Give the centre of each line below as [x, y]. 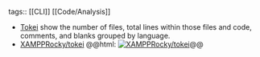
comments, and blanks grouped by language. [95, 36]
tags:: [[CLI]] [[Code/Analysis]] [60, 12]
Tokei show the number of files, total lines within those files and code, [136, 27]
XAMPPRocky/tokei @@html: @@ [111, 44]
